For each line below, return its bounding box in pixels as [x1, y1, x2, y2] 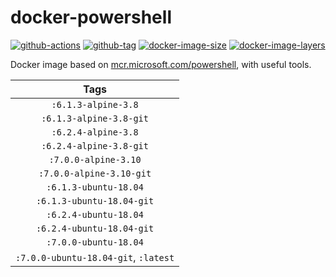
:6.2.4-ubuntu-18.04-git [35, 222, 155, 234]
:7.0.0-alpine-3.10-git [38, 167, 152, 179]
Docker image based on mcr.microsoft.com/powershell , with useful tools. [10, 58, 312, 70]
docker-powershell [10, 6, 172, 29]
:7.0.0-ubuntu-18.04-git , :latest [15, 250, 175, 264]
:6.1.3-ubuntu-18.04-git [35, 195, 155, 206]
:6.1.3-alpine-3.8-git [41, 112, 149, 124]
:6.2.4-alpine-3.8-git [41, 140, 149, 151]
